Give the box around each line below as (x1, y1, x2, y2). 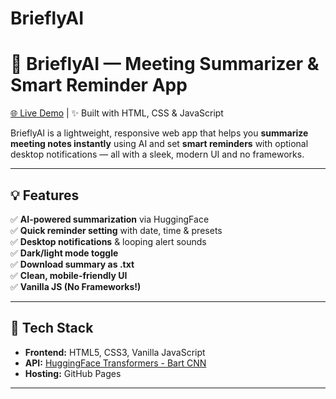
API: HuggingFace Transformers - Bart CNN (24, 357, 207, 369)
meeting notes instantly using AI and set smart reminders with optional (10, 138, 309, 150)
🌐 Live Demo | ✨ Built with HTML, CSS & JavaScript (10, 107, 224, 119)
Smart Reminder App (10, 74, 188, 97)
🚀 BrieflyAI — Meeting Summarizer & (10, 53, 320, 76)
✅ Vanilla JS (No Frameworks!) (10, 280, 142, 292)
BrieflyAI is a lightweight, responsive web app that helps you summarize (10, 127, 309, 139)
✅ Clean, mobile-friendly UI (10, 269, 128, 281)
